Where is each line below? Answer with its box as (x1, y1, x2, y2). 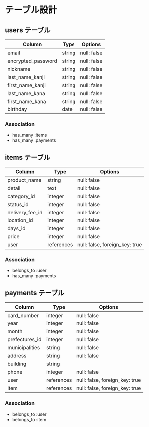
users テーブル (5, 26, 51, 34)
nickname (7, 66, 31, 72)
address (7, 352, 27, 359)
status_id (7, 201, 29, 208)
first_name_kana (7, 98, 46, 105)
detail (7, 185, 21, 192)
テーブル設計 (5, 4, 57, 16)
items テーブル (5, 153, 51, 162)
